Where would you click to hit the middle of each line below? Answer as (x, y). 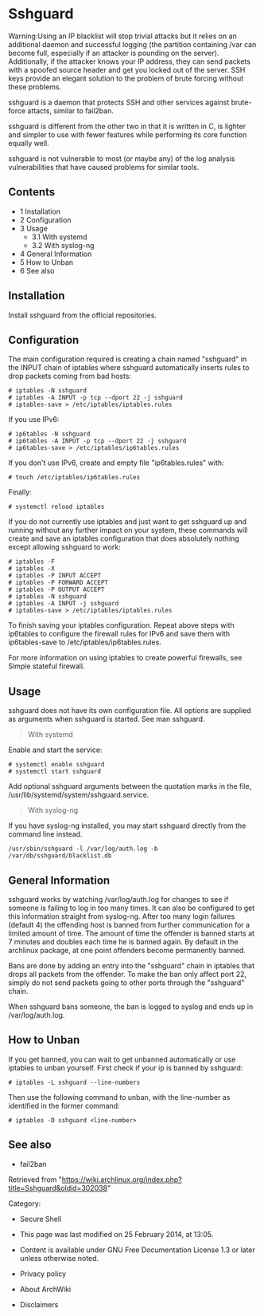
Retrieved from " (35, 1179)
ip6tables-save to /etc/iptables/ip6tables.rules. (85, 642)
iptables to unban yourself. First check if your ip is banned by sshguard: (126, 1068)
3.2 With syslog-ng (63, 245)
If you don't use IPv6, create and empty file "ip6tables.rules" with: (116, 463)
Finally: (20, 492)
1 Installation (40, 211)
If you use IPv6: (34, 420)
